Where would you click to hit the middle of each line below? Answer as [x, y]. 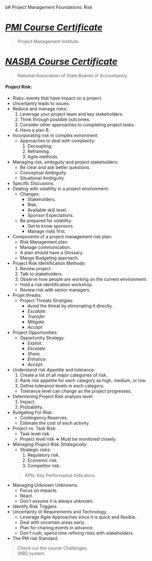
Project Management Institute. [48, 41]
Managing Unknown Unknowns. [45, 485]
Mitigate [36, 322]
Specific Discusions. [33, 183]
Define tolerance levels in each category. [62, 386]
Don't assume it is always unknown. [57, 501]
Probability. [31, 407]
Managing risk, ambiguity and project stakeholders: [65, 162]
